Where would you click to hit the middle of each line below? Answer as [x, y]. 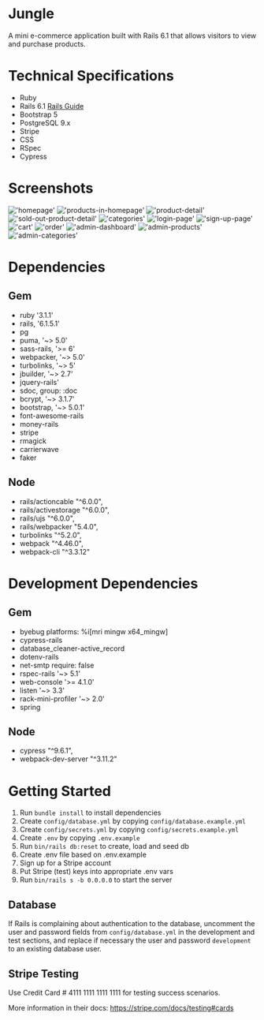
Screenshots [51, 188]
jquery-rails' [39, 382]
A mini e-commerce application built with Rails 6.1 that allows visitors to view [132, 35]
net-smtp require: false [57, 665]
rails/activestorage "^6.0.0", [65, 510]
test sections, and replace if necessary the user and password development [130, 940]
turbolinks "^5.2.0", [50, 535]
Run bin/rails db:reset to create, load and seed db [104, 846]
